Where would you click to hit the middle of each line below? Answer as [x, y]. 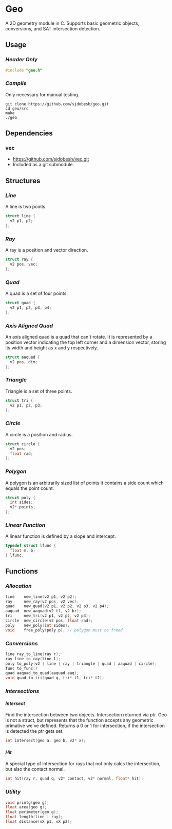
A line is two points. [26, 207]
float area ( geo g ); [26, 807]
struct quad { [21, 303]
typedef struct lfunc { [31, 546]
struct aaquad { [23, 357]
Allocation [18, 586]
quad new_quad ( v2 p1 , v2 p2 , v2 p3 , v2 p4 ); [57, 606]
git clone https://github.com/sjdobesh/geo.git [57, 104]
